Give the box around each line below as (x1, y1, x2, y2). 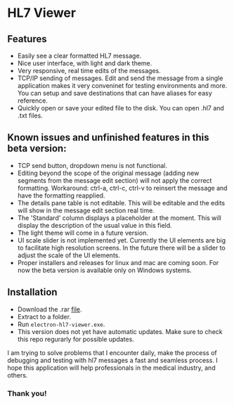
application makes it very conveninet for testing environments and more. (17, 82, 228, 89)
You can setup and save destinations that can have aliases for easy (17, 89, 212, 97)
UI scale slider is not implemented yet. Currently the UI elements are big (17, 236, 226, 244)
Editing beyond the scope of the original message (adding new (17, 169, 200, 177)
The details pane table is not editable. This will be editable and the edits (17, 198, 226, 207)
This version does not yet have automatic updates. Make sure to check (17, 327, 223, 335)
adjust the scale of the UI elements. (17, 251, 121, 259)
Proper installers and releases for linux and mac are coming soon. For (17, 258, 219, 266)
